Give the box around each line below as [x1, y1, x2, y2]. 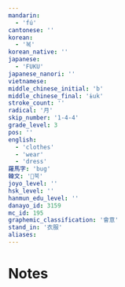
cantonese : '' [8, 26, 55, 34]
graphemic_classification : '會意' [8, 216, 119, 224]
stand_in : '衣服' [8, 223, 63, 232]
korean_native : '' [8, 48, 68, 56]
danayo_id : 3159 [8, 201, 61, 209]
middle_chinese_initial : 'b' [8, 84, 104, 93]
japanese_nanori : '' [8, 70, 76, 78]
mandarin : [8, 11, 41, 20]
